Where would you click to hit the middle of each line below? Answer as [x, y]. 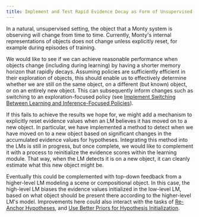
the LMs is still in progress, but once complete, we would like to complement [100, 146]
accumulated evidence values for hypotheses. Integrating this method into [97, 139]
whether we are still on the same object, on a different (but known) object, [97, 84]
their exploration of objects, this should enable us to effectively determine [97, 78]
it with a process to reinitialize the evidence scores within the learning [91, 152]
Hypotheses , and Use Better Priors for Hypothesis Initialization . [102, 208]
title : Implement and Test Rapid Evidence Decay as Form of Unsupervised [99, 12]
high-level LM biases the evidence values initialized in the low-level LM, [94, 189]
